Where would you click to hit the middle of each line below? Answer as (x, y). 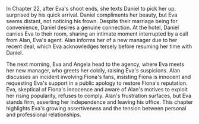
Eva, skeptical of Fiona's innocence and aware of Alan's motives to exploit (97, 89)
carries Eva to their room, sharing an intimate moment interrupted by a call (97, 34)
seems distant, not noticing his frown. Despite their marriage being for (92, 21)
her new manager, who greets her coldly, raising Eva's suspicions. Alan (93, 70)
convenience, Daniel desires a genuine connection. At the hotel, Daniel (93, 27)
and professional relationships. (44, 115)
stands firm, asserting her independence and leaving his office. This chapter (99, 102)
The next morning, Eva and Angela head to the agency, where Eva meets (95, 64)
